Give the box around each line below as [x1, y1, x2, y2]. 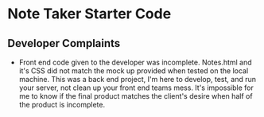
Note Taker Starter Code [7, 5, 172, 23]
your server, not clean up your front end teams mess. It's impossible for [18, 83, 254, 92]
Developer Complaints [7, 37, 121, 50]
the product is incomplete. [18, 100, 105, 109]
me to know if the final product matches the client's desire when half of [18, 92, 253, 100]
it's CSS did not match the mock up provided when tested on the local [18, 66, 249, 76]
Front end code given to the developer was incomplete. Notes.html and [18, 57, 252, 67]
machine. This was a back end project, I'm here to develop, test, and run [18, 75, 256, 84]
